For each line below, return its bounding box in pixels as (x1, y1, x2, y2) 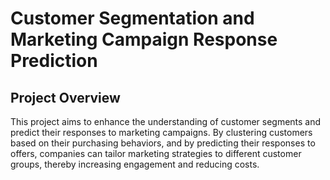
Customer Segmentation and (10, 7, 255, 30)
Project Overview (10, 89, 121, 106)
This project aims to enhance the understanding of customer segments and (10, 116, 322, 127)
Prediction (10, 50, 98, 72)
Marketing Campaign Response (10, 28, 278, 51)
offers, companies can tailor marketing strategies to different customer (10, 148, 302, 159)
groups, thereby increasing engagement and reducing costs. (10, 158, 260, 170)
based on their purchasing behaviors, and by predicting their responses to (10, 137, 316, 149)
